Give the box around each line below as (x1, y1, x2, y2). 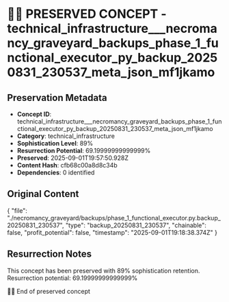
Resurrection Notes (7, 248, 92, 260)
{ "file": (7, 206, 27, 215)
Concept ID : (16, 110, 52, 118)
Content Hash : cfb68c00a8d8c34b (16, 161, 118, 169)
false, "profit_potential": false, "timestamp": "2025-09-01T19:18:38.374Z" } (7, 228, 217, 236)
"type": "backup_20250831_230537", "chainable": (65, 221, 207, 229)
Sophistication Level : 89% (16, 139, 94, 147)
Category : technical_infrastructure (16, 132, 115, 140)
